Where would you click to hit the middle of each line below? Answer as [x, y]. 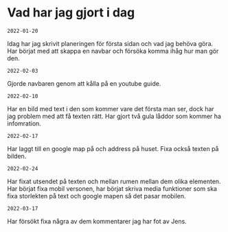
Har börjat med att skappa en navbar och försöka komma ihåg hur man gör [113, 51]
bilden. [17, 156]
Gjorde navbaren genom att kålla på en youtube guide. [84, 83]
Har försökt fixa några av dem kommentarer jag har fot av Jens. [97, 221]
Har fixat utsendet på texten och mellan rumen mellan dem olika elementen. [114, 181]
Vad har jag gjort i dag [71, 13]
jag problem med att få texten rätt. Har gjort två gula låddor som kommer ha [114, 116]
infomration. [24, 123]
